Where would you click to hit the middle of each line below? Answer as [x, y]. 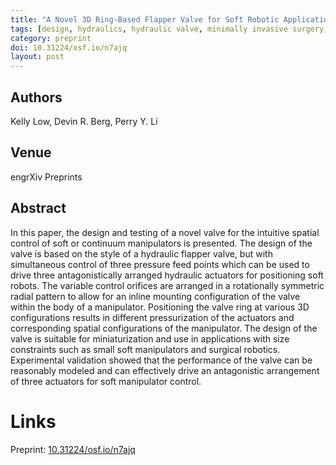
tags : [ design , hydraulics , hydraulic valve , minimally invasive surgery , [169, 29]
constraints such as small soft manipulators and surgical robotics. [145, 349]
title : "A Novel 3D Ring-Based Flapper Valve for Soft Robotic [145, 19]
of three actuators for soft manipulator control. [106, 381]
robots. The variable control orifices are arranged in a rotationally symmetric [167, 285]
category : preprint [51, 38]
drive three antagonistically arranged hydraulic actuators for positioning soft [167, 275]
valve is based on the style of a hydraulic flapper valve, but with [141, 253]
